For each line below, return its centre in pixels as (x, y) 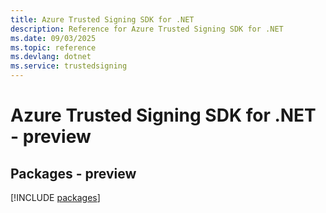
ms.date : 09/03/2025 (53, 38)
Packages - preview (73, 173)
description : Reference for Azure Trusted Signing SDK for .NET (147, 29)
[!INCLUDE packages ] (55, 197)
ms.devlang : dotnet (51, 57)
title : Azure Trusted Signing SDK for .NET (102, 19)
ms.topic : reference (53, 47)
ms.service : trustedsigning (69, 66)
